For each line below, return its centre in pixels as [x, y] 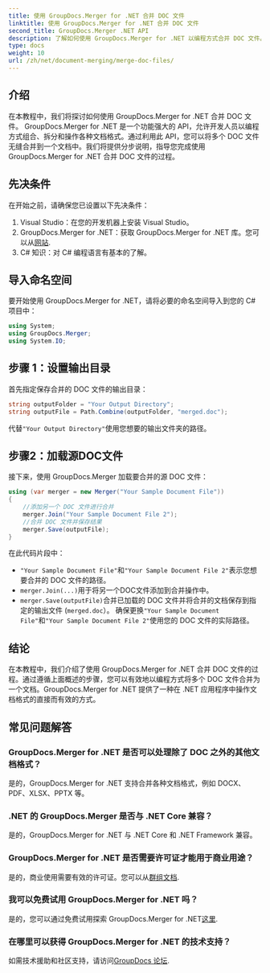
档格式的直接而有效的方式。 [54, 700]
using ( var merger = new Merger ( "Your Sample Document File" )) [117, 492]
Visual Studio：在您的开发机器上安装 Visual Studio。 [106, 222]
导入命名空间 [40, 279]
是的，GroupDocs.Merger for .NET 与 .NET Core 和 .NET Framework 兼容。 [133, 835]
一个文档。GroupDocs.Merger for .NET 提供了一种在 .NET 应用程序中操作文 [133, 689]
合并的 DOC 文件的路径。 [69, 581]
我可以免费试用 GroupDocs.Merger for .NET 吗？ [103, 900]
